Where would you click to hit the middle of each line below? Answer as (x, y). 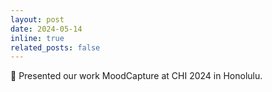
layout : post (37, 19)
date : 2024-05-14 (46, 29)
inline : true (37, 38)
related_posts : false (55, 47)
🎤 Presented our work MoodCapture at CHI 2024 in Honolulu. (136, 76)
